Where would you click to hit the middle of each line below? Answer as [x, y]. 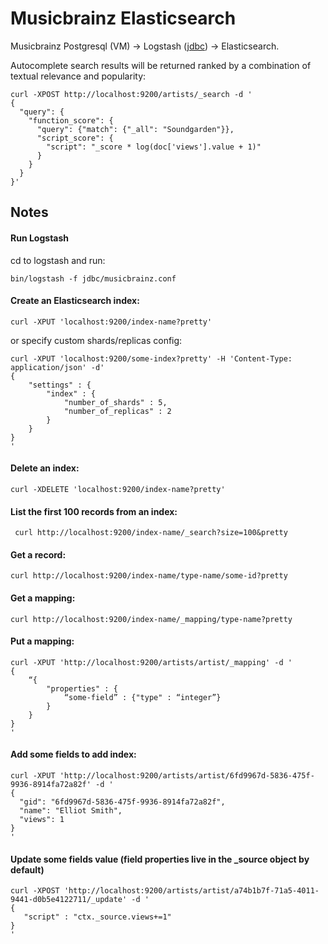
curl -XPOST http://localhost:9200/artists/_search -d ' [131, 94]
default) [27, 869]
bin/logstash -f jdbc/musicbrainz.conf [93, 278]
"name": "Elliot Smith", [71, 810]
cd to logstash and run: [58, 260]
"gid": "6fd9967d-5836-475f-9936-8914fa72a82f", [122, 802]
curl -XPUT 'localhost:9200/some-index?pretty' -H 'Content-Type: [151, 358]
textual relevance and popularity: [78, 76]
